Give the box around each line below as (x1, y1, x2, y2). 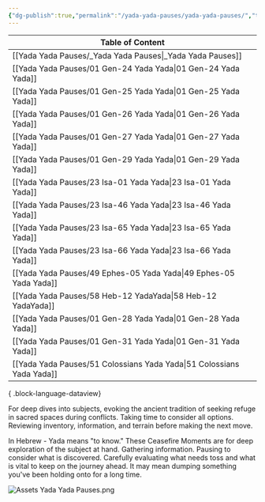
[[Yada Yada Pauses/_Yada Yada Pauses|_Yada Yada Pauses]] (12, 50, 243, 61)
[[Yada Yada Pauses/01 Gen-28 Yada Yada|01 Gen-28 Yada (12, 313, 241, 324)
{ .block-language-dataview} (8, 388, 102, 398)
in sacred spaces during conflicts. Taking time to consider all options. (8, 412, 234, 421)
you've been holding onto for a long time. (8, 470, 142, 479)
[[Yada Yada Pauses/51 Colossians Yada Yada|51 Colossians (12, 358, 240, 369)
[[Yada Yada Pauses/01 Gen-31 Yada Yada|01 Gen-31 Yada (12, 335, 241, 346)
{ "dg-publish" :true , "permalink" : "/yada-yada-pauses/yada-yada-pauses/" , (8, 11, 252, 20)
